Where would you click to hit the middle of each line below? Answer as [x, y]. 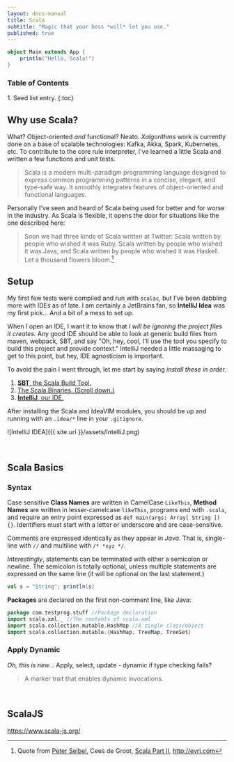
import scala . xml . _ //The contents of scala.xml [79, 619]
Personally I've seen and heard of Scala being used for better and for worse [116, 208]
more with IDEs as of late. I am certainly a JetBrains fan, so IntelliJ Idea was [116, 305]
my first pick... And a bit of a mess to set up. [71, 313]
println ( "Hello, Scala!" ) [57, 59]
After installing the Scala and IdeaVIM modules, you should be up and [107, 411]
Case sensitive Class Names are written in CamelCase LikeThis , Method [112, 502]
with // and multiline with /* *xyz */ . [73, 546]
